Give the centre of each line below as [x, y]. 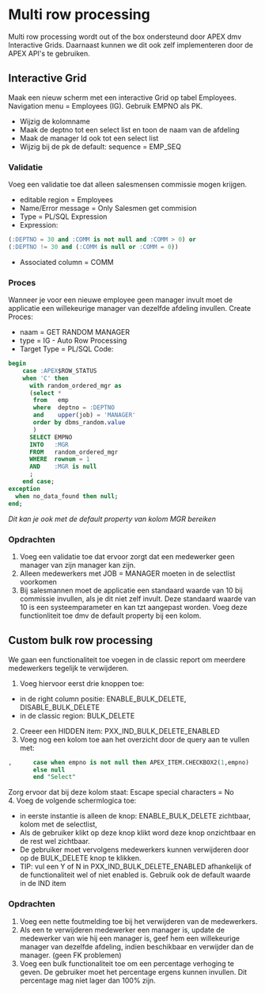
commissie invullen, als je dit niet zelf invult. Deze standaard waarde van [138, 598]
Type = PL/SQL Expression [63, 217]
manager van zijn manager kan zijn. [78, 565]
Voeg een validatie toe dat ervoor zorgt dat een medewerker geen [127, 556]
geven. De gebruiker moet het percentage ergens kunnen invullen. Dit [133, 972]
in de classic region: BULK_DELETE [77, 715]
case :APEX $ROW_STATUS [60, 370]
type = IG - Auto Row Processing [73, 341]
